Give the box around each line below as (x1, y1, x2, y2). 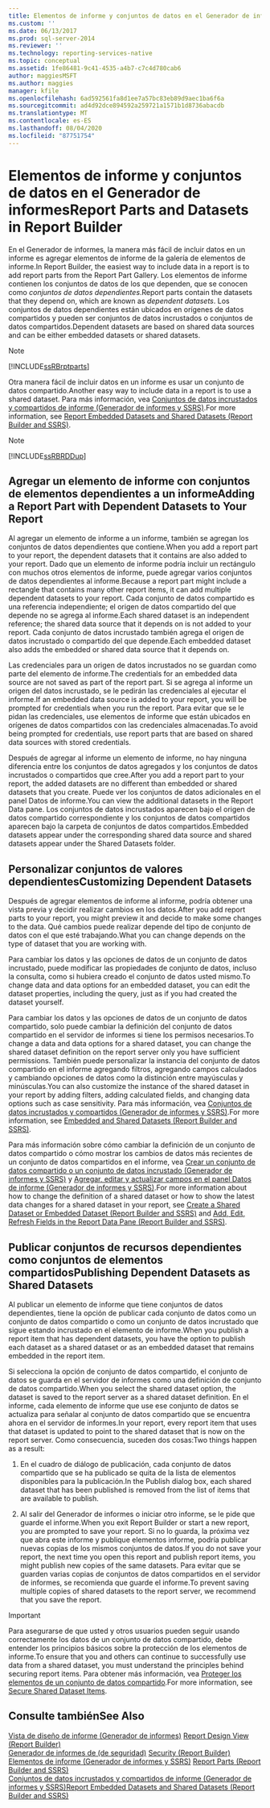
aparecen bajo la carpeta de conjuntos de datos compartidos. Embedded (8, 821, 249, 831)
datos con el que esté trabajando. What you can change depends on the (8, 930, 246, 940)
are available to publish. (19, 1494, 99, 1503)
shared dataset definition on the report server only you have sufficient (8, 1047, 240, 1057)
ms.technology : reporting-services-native (8, 49, 153, 57)
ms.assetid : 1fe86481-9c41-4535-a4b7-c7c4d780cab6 (8, 64, 182, 73)
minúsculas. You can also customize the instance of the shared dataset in (8, 1082, 250, 1091)
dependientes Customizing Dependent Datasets (8, 875, 252, 888)
